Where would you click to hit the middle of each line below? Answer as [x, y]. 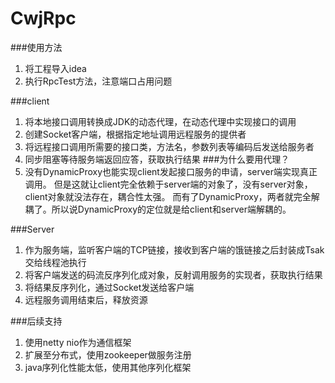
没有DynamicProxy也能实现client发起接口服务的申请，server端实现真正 [171, 171]
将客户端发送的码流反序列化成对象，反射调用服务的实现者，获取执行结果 [173, 274]
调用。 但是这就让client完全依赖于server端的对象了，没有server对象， [168, 184]
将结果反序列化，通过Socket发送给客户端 [109, 287]
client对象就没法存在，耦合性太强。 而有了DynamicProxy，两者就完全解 [172, 196]
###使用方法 [36, 47]
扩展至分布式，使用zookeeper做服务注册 [108, 354]
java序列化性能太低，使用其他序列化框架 [108, 367]
